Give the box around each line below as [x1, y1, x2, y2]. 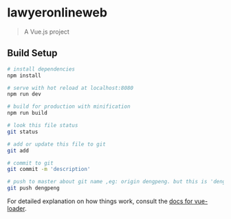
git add [7, 147, 30, 154]
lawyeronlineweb [7, 5, 108, 21]
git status [7, 128, 38, 135]
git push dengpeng [7, 185, 60, 192]
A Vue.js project [23, 27, 70, 36]
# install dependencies [7, 65, 76, 73]
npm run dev [7, 91, 41, 97]
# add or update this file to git [7, 141, 107, 148]
